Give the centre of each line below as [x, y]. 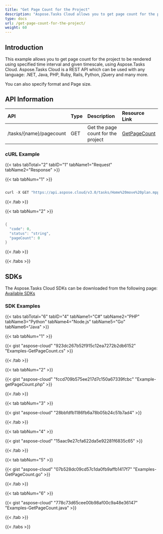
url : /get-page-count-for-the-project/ [45, 23]
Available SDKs [20, 294]
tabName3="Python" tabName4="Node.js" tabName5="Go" [65, 322]
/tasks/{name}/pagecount [37, 133]
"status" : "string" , [30, 233]
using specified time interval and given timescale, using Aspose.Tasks [75, 64]
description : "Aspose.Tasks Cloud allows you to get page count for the [80, 14]
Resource [133, 113]
